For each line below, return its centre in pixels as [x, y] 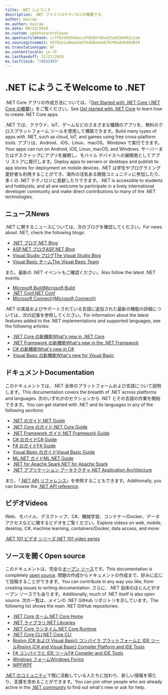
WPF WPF [22, 665]
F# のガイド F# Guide [34, 446]
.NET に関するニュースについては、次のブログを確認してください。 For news [84, 227]
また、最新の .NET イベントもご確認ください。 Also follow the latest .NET [80, 272]
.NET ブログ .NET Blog [35, 243]
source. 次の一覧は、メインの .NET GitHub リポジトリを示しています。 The [82, 601]
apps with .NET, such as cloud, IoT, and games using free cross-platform [80, 137]
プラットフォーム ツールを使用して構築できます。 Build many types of [85, 131]
